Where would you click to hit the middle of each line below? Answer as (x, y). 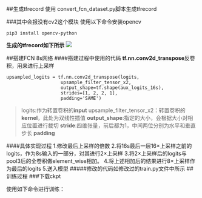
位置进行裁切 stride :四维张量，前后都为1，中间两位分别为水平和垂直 (111, 125)
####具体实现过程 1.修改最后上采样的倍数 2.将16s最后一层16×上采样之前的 (99, 146)
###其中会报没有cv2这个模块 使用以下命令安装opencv (74, 22)
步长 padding (38, 133)
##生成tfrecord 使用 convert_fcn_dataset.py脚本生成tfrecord (82, 9)
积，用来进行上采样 (30, 66)
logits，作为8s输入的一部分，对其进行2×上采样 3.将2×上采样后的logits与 (96, 153)
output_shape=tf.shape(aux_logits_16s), (112, 88)
